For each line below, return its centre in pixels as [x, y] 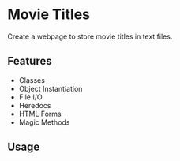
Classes [32, 80]
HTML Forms [40, 114]
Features [30, 61]
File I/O [30, 97]
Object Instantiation [51, 88]
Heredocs [35, 105]
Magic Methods [44, 122]
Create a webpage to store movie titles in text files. [90, 36]
